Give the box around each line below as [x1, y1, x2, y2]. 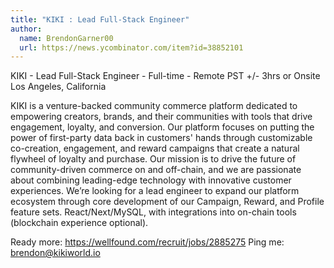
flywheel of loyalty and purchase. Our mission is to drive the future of [10, 153, 297, 165]
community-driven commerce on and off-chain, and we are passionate [10, 164, 302, 176]
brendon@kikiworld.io [10, 247, 101, 259]
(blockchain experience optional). [10, 217, 149, 229]
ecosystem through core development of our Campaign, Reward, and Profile [10, 196, 325, 208]
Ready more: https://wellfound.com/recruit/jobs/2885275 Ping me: [10, 236, 285, 248]
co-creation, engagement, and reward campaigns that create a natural [10, 142, 300, 155]
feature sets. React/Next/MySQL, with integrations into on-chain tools [10, 206, 297, 218]
